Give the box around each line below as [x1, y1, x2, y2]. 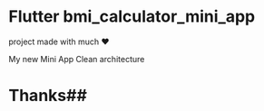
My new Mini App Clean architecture [8, 53, 145, 64]
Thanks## [8, 86, 88, 106]
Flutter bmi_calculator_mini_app [8, 6, 256, 27]
